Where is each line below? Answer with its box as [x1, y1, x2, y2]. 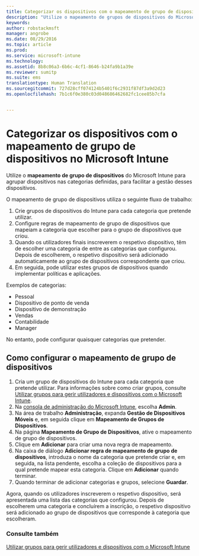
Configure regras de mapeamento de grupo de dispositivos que [14, 219, 171, 227]
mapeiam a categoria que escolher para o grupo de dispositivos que [14, 226, 182, 233]
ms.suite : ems [6, 75, 41, 80]
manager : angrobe [6, 31, 49, 37]
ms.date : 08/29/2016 [6, 36, 57, 42]
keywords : [6, 20, 31, 25]
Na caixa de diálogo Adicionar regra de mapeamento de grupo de [14, 447, 178, 454]
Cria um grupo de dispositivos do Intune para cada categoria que [14, 378, 174, 385]
